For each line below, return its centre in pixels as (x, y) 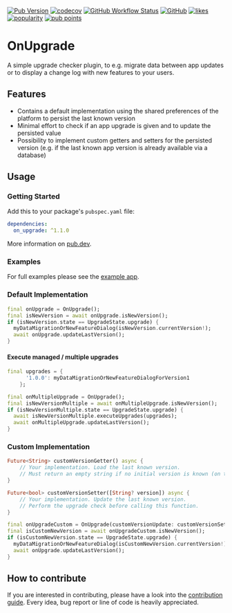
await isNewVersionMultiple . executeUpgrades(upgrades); (95, 416)
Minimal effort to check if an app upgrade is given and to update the (114, 125)
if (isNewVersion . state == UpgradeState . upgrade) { (83, 322)
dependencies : (28, 224)
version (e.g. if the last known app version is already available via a (113, 147)
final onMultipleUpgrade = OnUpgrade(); (66, 397)
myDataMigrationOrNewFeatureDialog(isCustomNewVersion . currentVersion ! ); (122, 544)
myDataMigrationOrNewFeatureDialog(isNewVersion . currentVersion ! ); (113, 329)
